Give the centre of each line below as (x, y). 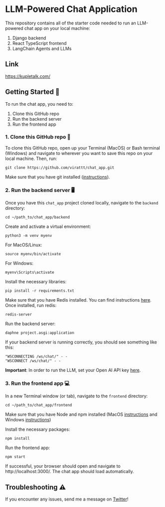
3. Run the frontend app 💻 (38, 383)
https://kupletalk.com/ (28, 76)
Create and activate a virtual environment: (48, 227)
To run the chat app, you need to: (39, 104)
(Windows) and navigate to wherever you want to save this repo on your (79, 153)
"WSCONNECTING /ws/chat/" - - (37, 357)
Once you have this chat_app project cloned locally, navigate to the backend (82, 203)
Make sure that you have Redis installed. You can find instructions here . (78, 300)
